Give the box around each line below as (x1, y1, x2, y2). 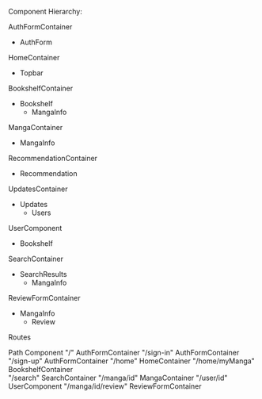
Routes (8, 332, 32, 342)
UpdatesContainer (8, 184, 68, 194)
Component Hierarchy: (8, 7, 83, 16)
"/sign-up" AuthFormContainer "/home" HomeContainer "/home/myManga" (8, 356, 255, 366)
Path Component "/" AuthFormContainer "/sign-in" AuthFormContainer (8, 348, 240, 357)
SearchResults (19, 270, 67, 278)
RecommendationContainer (8, 154, 97, 163)
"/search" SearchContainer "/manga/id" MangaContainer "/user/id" (8, 373, 228, 382)
